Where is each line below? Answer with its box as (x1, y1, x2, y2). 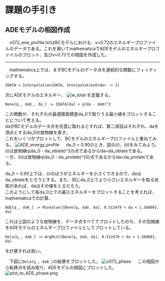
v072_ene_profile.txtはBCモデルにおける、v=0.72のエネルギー (9, 40, 135, 45)
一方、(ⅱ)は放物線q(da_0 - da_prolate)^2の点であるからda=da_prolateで (5, 154, 150, 160)
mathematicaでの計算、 (5, 195, 53, 201)
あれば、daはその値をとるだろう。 (13, 183, 83, 189)
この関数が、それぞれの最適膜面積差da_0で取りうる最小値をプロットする (5, 111, 152, 117)
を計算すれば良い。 (5, 248, 44, 253)
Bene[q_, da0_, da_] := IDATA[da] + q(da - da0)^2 (5, 102, 111, 107)
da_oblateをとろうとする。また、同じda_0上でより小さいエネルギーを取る (5, 177, 155, 182)
